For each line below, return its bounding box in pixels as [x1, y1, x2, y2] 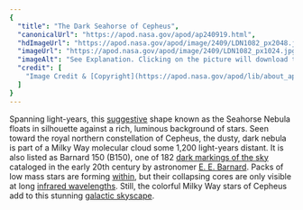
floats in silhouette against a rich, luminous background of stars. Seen [9, 123, 269, 133]
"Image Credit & [25, 72, 87, 81]
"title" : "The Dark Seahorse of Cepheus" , [17, 22, 179, 31]
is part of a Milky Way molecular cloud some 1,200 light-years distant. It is [9, 142, 284, 153]
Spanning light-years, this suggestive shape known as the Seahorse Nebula [9, 114, 291, 124]
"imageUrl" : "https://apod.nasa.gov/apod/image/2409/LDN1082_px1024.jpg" [17, 47, 300, 56]
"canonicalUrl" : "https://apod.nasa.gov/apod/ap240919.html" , [17, 30, 256, 39]
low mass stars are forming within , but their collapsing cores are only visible [9, 170, 291, 181]
